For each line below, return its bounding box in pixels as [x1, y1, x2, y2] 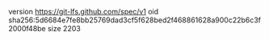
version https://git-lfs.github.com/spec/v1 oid [8, 7, 159, 16]
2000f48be [8, 24, 46, 33]
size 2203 [47, 24, 81, 33]
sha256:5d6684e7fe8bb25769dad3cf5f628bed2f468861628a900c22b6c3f [8, 15, 261, 25]
